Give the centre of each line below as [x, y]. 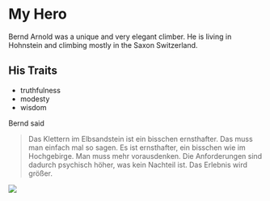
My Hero [38, 14]
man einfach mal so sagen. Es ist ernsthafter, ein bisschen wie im [137, 148]
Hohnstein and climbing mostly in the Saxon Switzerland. [103, 45]
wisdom [33, 107]
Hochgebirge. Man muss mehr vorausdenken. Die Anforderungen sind [145, 156]
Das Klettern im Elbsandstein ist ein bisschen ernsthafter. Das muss [140, 139]
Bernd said [26, 123]
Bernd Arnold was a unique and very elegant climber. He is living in [120, 36]
